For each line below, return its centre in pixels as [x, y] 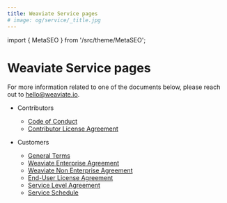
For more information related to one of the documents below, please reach [114, 87]
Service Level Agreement [64, 186]
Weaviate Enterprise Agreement [73, 163]
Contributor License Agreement [73, 129]
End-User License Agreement [70, 178]
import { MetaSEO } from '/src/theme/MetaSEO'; [77, 40]
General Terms [49, 156]
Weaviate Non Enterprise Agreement [80, 170]
